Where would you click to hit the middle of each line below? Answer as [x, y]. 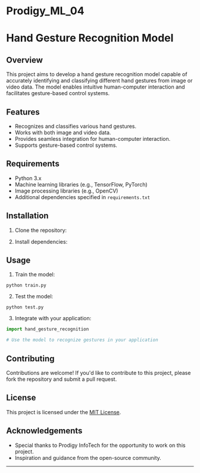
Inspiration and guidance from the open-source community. [88, 458]
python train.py [26, 286]
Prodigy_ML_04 [45, 11]
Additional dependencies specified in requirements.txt [82, 197]
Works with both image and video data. [63, 133]
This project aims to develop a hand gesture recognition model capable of [97, 74]
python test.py [25, 307]
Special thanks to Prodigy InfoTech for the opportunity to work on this [100, 445]
